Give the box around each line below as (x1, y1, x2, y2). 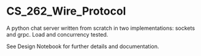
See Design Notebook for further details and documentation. (6, 43, 159, 50)
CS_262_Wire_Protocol (6, 4, 126, 18)
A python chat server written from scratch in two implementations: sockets (6, 24, 195, 32)
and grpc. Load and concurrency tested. (6, 30, 108, 38)
